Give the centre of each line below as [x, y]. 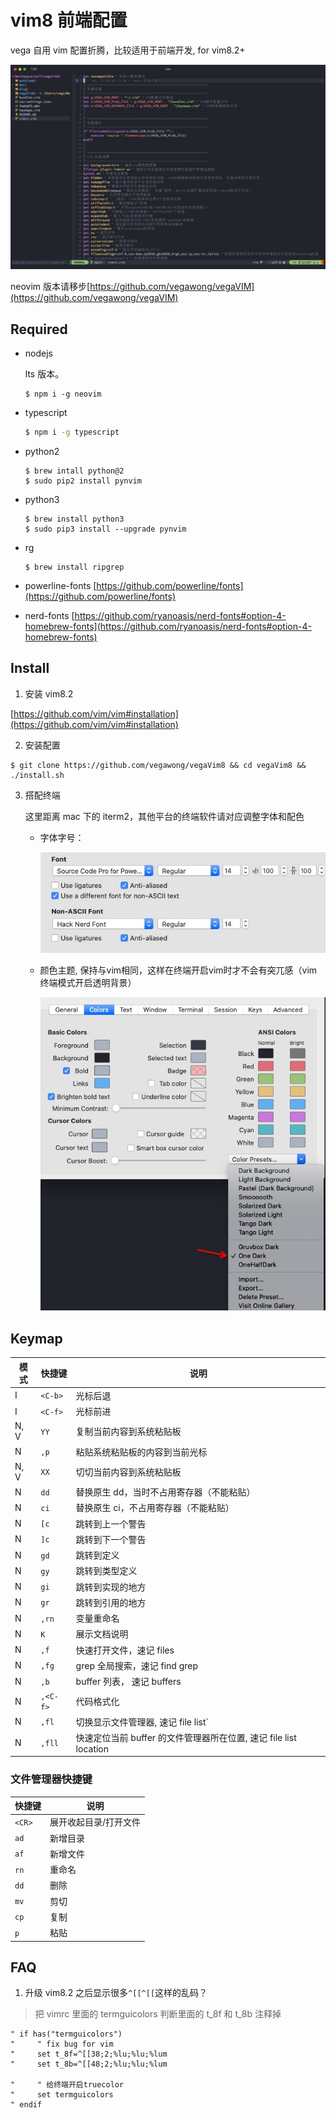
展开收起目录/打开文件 [95, 1822]
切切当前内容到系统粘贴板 [128, 1472]
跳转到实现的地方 [111, 1587]
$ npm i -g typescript [72, 432]
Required [39, 329]
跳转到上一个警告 [111, 1523]
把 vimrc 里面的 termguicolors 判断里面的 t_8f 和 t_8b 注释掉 [158, 2014]
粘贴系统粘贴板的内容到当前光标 [141, 1452]
